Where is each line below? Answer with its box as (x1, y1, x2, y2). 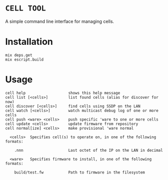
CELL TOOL (5, 4, 46, 13)
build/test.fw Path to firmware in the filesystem (14, 170, 145, 175)
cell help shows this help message (5, 90, 121, 95)
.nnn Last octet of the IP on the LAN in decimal (14, 148, 163, 153)
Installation (5, 36, 53, 47)
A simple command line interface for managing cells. (5, 18, 114, 24)
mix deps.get (5, 52, 33, 57)
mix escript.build (5, 57, 44, 62)
